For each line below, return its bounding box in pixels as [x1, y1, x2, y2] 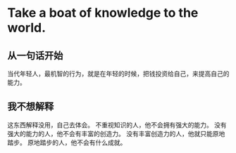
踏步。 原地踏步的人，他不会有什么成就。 [7, 138, 127, 147]
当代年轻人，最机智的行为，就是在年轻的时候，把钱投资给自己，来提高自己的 [7, 69, 230, 78]
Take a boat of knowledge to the [7, 5, 199, 21]
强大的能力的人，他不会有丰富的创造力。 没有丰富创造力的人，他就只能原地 [7, 129, 225, 138]
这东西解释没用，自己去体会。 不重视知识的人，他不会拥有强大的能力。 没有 [7, 121, 227, 129]
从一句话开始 [7, 49, 63, 61]
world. [7, 20, 46, 36]
